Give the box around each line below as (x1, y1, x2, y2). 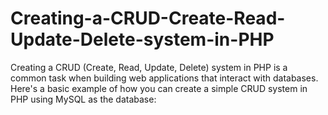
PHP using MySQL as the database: (10, 93, 157, 105)
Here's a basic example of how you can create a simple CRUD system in (10, 82, 308, 94)
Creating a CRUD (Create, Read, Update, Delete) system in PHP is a (10, 61, 288, 73)
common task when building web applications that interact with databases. (10, 72, 319, 84)
